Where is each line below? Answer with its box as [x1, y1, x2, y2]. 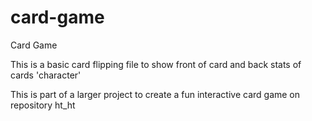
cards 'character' [10, 69, 82, 81]
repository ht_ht [10, 99, 76, 111]
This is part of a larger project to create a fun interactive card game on [10, 88, 301, 100]
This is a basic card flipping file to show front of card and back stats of [10, 58, 302, 70]
